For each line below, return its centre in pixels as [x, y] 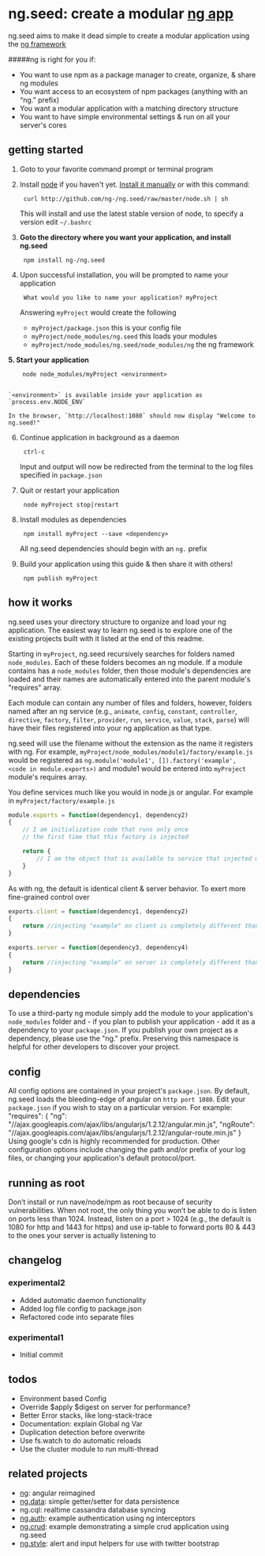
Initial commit [41, 1354]
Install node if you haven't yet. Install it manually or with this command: [134, 184]
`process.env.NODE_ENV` [47, 402]
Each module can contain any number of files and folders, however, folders [130, 702]
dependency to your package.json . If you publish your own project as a [123, 1030]
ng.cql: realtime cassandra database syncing [93, 1509]
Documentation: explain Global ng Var [81, 1423]
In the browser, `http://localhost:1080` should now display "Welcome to [132, 416]
